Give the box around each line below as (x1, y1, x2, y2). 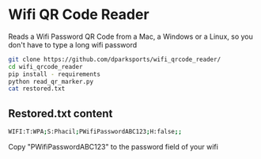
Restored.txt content (8, 107, 113, 120)
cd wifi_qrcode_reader (8, 62, 83, 70)
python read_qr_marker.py (8, 78, 93, 85)
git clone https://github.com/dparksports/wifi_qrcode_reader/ (8, 55, 221, 63)
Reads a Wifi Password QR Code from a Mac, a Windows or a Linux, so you (8, 32, 253, 41)
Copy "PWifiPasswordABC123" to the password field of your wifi (8, 142, 219, 151)
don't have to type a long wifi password (8, 40, 138, 49)
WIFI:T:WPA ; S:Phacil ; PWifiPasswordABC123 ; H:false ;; (8, 128, 182, 136)
